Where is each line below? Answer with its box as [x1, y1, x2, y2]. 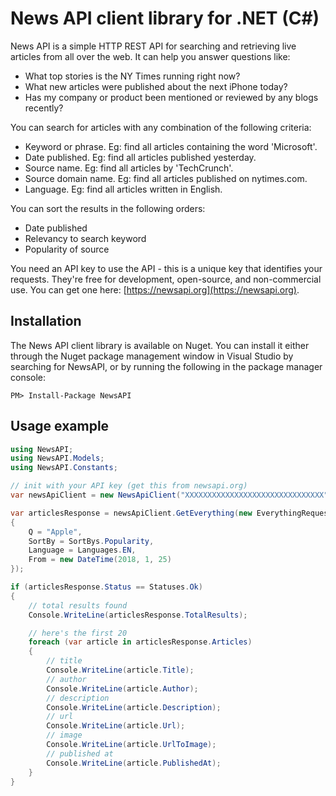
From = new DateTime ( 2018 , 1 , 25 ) [28, 555, 172, 565]
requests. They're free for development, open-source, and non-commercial [10, 273, 322, 285]
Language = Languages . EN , [28, 545, 137, 556]
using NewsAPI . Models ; [10, 453, 105, 464]
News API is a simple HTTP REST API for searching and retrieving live [10, 40, 297, 52]
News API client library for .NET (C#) [10, 7, 320, 30]
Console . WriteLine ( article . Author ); [46, 683, 199, 694]
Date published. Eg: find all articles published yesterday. [24, 151, 257, 163]
